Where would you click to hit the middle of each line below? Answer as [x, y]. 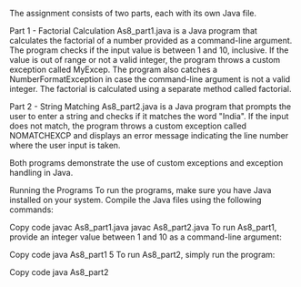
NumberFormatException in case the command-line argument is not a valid [150, 79]
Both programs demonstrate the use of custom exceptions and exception [146, 163]
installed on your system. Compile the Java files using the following [135, 200]
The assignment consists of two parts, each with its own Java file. [133, 13]
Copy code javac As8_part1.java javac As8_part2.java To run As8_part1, [143, 227]
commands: [32, 210]
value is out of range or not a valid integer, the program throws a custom [145, 60]
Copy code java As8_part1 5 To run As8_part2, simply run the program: [142, 255]
